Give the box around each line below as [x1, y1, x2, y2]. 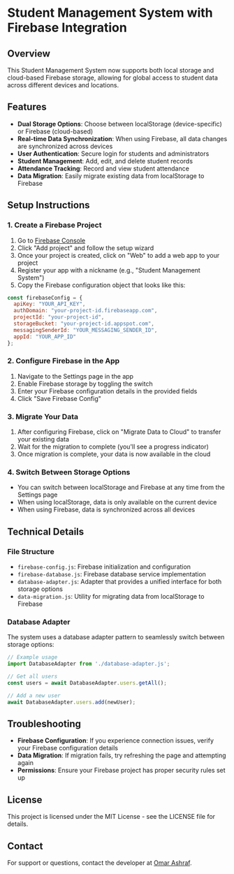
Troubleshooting [7, 718, 82, 730]
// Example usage [7, 654, 58, 661]
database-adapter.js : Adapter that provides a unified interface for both [17, 578, 222, 586]
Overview [7, 48, 51, 59]
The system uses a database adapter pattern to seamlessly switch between [7, 633, 225, 641]
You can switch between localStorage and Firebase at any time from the [17, 483, 225, 492]
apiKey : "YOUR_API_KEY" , [13, 300, 86, 308]
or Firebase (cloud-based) [17, 127, 94, 136]
